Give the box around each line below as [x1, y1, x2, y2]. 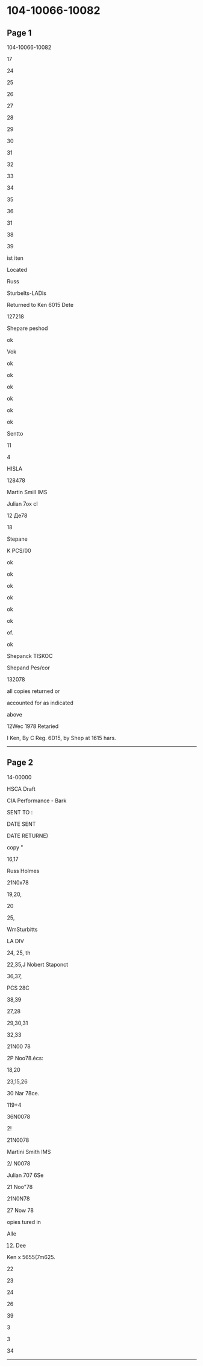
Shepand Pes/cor [7, 664, 50, 671]
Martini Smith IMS [7, 1148, 51, 1155]
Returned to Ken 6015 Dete [7, 301, 74, 308]
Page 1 [7, 28, 32, 38]
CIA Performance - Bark [7, 797, 67, 804]
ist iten [7, 254, 23, 262]
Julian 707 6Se [7, 1171, 44, 1179]
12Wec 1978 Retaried [7, 723, 59, 730]
